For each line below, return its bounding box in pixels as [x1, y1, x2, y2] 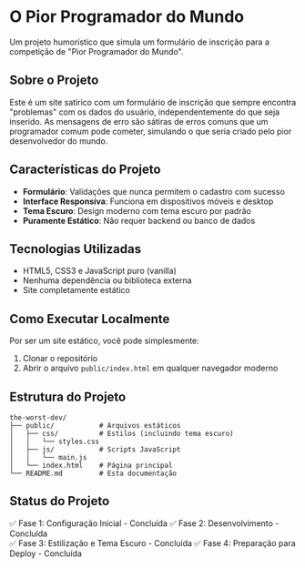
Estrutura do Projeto [9, 389, 127, 404]
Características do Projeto [9, 162, 161, 177]
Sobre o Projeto [9, 73, 99, 88]
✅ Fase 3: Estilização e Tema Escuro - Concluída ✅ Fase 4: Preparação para [9, 537, 296, 548]
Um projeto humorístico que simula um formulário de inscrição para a [9, 36, 270, 47]
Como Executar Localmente [9, 311, 170, 327]
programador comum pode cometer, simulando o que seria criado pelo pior [9, 126, 292, 137]
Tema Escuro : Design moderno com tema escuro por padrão [22, 205, 252, 216]
